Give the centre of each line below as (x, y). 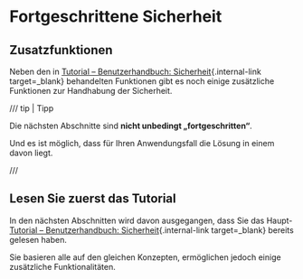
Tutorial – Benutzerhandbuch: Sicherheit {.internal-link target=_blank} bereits (151, 230)
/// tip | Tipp (32, 108)
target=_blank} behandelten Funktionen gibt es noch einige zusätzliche (142, 81)
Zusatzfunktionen (61, 50)
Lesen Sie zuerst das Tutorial (93, 199)
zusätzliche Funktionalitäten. (62, 266)
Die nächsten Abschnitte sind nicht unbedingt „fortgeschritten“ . (131, 126)
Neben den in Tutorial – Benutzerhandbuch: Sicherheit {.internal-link (136, 71)
